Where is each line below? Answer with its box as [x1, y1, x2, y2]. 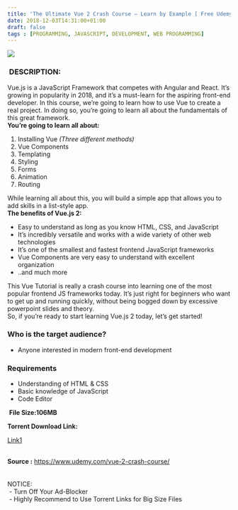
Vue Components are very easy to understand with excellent [17, 253, 195, 261]
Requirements [7, 363, 57, 373]
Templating [17, 150, 51, 158]
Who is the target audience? [7, 330, 107, 340]
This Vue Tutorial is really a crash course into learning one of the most [7, 281, 212, 290]
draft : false [7, 23, 46, 31]
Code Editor [17, 395, 53, 403]
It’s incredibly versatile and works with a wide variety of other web [17, 230, 211, 239]
